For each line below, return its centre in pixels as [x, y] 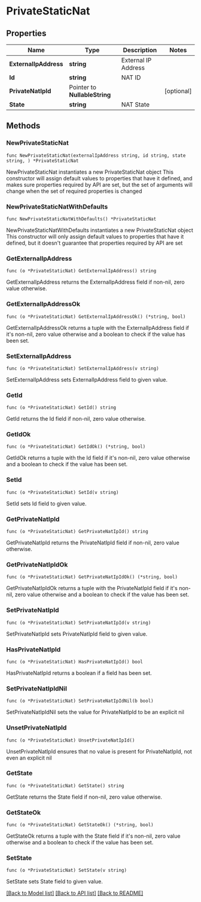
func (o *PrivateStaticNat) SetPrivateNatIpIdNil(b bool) [80, 701]
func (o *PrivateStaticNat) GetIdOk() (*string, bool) [76, 447]
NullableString [90, 95]
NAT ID [131, 78]
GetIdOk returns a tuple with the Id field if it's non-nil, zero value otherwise [98, 458]
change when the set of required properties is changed [74, 191]
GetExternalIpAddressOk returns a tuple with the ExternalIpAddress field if [98, 328]
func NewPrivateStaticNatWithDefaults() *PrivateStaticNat [81, 219]
